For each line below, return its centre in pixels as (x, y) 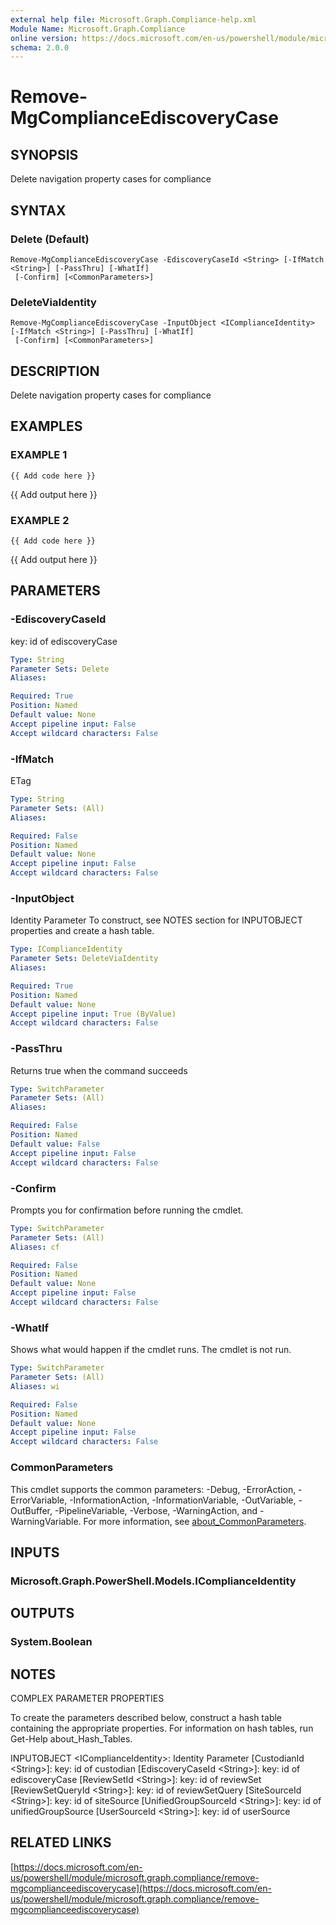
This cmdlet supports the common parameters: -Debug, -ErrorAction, (153, 1489)
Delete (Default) (50, 239)
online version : (44, 38)
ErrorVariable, (39, 1500)
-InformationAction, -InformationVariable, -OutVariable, (183, 1500)
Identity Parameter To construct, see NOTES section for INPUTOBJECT (156, 920)
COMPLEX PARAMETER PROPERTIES (87, 1698)
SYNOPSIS (44, 154)
